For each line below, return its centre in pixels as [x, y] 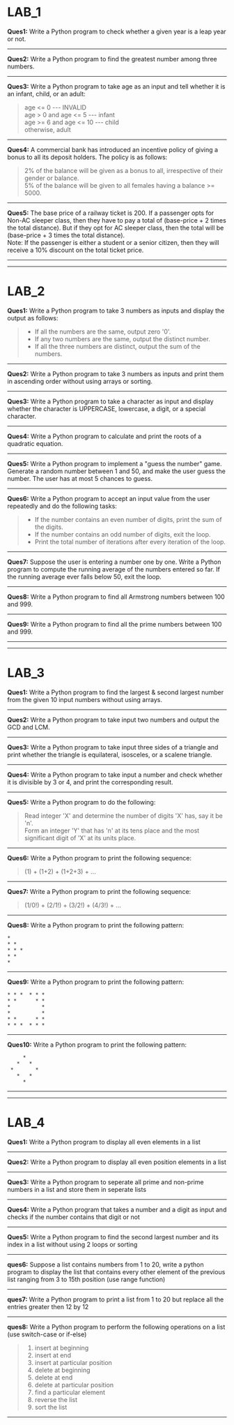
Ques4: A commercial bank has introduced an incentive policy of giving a [112, 149]
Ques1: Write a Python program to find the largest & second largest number [116, 692]
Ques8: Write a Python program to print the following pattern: [96, 925]
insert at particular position [73, 1362]
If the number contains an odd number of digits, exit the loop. [123, 534]
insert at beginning [62, 1348]
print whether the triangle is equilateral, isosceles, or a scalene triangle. [110, 754]
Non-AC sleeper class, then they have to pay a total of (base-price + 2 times [117, 220]
